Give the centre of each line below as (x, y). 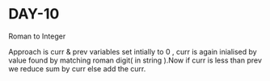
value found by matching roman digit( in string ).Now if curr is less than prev (135, 60)
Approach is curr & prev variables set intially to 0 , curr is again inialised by (133, 51)
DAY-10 (34, 14)
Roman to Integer (37, 36)
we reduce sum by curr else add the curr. (77, 68)
